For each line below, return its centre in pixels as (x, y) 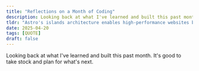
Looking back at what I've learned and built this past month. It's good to (94, 55)
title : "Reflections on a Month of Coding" (61, 11)
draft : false (22, 39)
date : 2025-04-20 (28, 28)
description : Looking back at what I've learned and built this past (94, 17)
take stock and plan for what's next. (50, 62)
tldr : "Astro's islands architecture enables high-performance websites (98, 22)
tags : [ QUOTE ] (24, 33)
